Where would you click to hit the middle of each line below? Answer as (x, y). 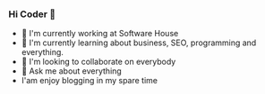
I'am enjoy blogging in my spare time (90, 81)
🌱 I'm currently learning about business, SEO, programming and (139, 43)
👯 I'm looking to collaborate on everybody (98, 62)
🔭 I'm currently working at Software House (100, 34)
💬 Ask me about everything (71, 71)
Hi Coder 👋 (32, 14)
